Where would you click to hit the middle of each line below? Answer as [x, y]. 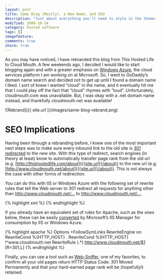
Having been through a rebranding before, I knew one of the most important [81, 143]
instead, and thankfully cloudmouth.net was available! [59, 100]
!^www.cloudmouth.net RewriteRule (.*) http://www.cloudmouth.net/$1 [75, 242]
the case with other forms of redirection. [45, 174]
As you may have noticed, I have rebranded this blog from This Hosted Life [80, 59]
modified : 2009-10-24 [27, 23]
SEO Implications [40, 129]
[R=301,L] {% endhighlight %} [35, 247]
